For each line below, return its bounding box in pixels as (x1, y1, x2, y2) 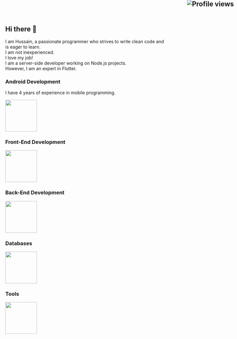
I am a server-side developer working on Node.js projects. (5, 60, 127, 66)
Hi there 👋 (5, 25, 37, 34)
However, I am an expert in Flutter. (5, 65, 77, 71)
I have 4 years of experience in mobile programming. (5, 89, 115, 96)
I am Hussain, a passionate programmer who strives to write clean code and (5, 38, 164, 44)
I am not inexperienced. (5, 49, 55, 55)
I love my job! (5, 54, 33, 60)
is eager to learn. (5, 44, 41, 50)
